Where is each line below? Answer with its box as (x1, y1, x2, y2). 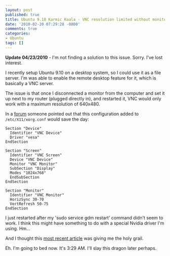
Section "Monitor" (5, 188, 44, 193)
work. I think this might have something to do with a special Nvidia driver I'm (5, 220, 164, 226)
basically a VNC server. (5, 80, 54, 86)
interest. (5, 59, 23, 66)
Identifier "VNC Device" (10, 130, 62, 135)
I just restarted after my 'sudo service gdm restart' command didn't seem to (5, 214, 163, 221)
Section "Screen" (5, 148, 42, 153)
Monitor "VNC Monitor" (10, 161, 58, 166)
